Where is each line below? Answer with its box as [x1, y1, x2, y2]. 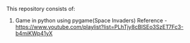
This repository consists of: [6, 5, 75, 12]
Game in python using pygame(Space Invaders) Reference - [15, 17, 167, 24]
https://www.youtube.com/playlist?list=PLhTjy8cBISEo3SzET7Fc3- [15, 24, 184, 30]
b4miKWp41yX [15, 30, 53, 37]
